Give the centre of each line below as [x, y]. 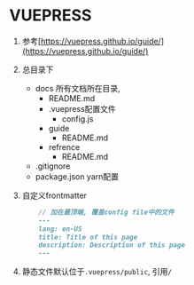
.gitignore [53, 166]
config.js [78, 119]
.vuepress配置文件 [82, 108]
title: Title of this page [88, 237]
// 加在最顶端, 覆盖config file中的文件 [106, 212]
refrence [64, 146]
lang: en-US [60, 229]
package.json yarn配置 [77, 176]
